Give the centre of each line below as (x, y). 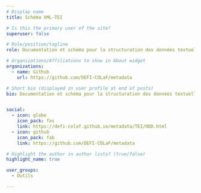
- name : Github (31, 72)
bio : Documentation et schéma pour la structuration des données (89, 94)
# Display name (25, 12)
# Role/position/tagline (37, 45)
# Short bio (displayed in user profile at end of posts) (80, 88)
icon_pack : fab (36, 137)
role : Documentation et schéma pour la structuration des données (91, 50)
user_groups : (22, 170)
